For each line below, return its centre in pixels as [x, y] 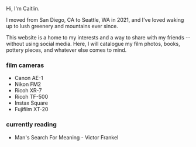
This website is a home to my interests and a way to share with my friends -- [98, 37]
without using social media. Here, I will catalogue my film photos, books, [93, 44]
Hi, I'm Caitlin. [23, 9]
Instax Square [31, 103]
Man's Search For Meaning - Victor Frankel [66, 137]
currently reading [32, 125]
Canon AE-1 [29, 78]
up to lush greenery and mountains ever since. [62, 26]
